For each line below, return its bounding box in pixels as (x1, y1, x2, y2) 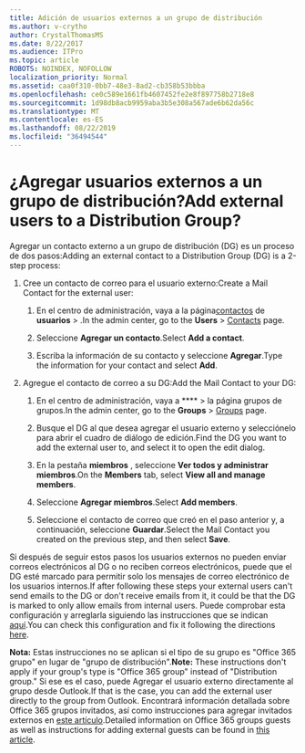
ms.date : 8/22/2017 (9, 38, 84, 48)
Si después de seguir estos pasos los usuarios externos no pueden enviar (9, 551, 287, 562)
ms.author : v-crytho (9, 22, 88, 31)
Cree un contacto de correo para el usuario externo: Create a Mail (22, 277, 269, 288)
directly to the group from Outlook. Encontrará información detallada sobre (9, 695, 290, 706)
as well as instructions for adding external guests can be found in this (9, 724, 270, 735)
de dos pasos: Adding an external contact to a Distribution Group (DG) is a (9, 250, 287, 261)
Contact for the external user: (22, 287, 134, 298)
